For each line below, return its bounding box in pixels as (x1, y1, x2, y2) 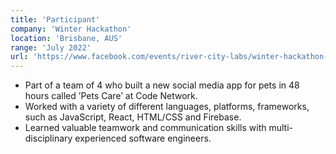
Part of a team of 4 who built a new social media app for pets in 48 (24, 79, 300, 91)
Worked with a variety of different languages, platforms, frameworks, (24, 101, 310, 113)
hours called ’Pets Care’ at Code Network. (24, 90, 198, 102)
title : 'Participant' (10, 14, 101, 25)
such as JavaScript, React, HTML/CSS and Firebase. (24, 111, 242, 123)
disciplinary (24, 132, 73, 145)
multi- (268, 122, 293, 134)
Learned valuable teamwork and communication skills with (24, 122, 267, 134)
